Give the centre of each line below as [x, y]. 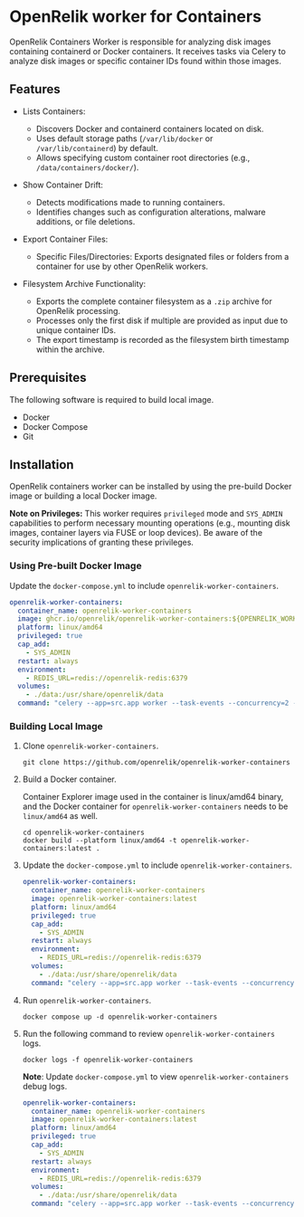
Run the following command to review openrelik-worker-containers [149, 1033]
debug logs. [45, 1086]
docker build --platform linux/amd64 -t [100, 841]
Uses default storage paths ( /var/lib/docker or [124, 138]
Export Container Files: [65, 239]
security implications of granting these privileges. [102, 542]
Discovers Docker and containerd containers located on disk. [150, 128]
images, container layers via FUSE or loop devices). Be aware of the [136, 533]
